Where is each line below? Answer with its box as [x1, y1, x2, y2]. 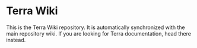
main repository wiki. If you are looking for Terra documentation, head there [6, 30, 192, 37]
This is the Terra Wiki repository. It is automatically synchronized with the [6, 24, 185, 31]
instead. [6, 36, 26, 43]
